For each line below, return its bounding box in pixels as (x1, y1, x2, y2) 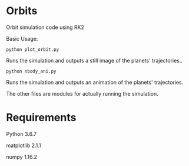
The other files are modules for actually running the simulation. (6, 90, 158, 97)
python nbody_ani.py (6, 68, 57, 74)
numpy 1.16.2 (6, 153, 37, 160)
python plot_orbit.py (6, 46, 59, 53)
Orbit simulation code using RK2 (6, 24, 84, 31)
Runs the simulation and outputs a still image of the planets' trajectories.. (6, 57, 183, 64)
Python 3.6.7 (6, 130, 37, 137)
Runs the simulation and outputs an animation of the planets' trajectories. (6, 79, 184, 86)
